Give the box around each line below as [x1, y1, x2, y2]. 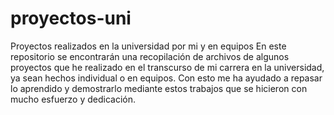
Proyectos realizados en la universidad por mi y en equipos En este [10, 40, 287, 52]
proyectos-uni [10, 7, 132, 30]
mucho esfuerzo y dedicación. [10, 93, 137, 105]
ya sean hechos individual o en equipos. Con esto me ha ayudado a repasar [10, 72, 323, 84]
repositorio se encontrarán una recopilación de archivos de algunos [10, 50, 290, 62]
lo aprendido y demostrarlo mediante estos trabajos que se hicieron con [10, 82, 308, 94]
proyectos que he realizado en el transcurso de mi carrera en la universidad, [10, 61, 325, 73]
